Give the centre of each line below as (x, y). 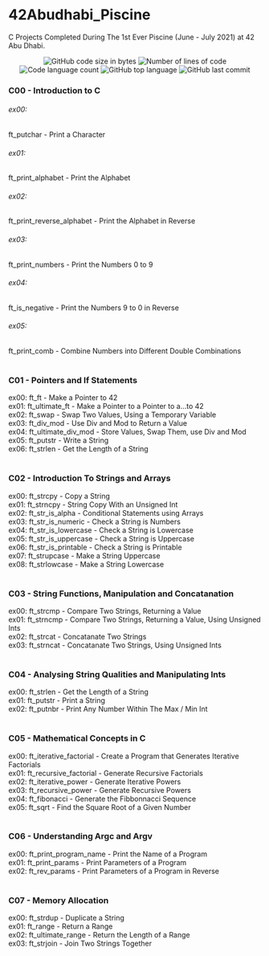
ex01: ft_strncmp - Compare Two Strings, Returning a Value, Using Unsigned (134, 619)
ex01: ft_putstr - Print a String (57, 701)
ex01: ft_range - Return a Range (61, 926)
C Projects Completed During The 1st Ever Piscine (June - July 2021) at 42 (132, 37)
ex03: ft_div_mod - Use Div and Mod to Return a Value (98, 423)
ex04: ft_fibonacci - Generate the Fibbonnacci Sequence (102, 799)
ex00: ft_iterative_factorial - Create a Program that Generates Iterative (124, 756)
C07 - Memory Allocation (59, 900)
